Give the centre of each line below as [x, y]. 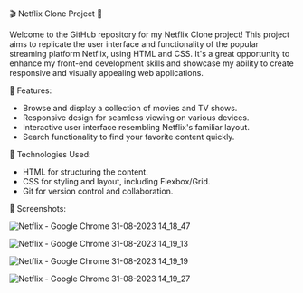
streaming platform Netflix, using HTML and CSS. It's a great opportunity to [150, 54]
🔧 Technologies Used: [50, 154]
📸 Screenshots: [38, 208]
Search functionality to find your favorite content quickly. [128, 137]
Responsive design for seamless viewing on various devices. [136, 118]
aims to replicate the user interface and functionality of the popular [134, 44]
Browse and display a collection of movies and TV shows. [130, 108]
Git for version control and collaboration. [98, 191]
